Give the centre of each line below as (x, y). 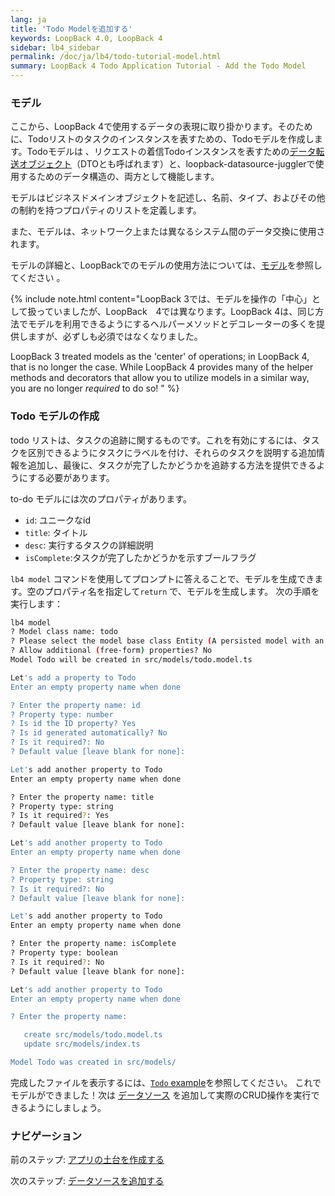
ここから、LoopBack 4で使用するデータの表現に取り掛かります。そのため (161, 127)
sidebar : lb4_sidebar (55, 47)
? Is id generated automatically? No (89, 733)
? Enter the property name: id (75, 705)
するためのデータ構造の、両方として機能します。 (119, 177)
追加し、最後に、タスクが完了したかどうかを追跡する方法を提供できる (172, 465)
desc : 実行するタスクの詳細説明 (89, 545)
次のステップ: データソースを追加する (87, 1181)
